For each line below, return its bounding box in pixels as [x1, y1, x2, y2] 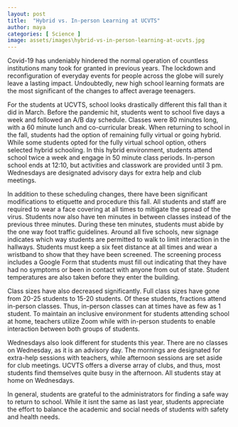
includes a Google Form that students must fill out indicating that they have [7, 258, 227, 267]
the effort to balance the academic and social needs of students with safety [7, 405, 229, 413]
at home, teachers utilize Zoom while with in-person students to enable [7, 317, 216, 326]
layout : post [7, 10, 46, 18]
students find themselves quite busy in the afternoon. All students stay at [7, 369, 222, 377]
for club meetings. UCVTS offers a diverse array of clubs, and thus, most [7, 361, 221, 370]
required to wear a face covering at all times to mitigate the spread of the [7, 205, 221, 213]
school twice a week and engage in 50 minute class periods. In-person [7, 154, 215, 162]
